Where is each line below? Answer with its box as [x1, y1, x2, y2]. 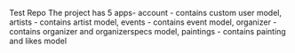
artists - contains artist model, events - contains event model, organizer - [9, 17, 277, 27]
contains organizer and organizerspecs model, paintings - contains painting [9, 26, 286, 36]
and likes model [9, 35, 68, 46]
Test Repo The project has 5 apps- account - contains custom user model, [9, 8, 283, 18]
